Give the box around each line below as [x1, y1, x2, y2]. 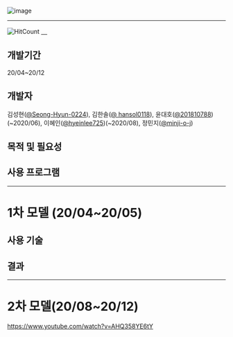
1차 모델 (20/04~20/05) [7, 205, 143, 221]
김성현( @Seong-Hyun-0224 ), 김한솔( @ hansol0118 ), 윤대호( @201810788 [7, 110, 212, 118]
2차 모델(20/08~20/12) [7, 299, 139, 315]
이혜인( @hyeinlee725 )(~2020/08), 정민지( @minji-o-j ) [44, 119, 193, 127]
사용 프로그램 [7, 166, 60, 178]
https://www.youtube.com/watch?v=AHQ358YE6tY [7, 322, 154, 331]
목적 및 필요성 [7, 141, 62, 153]
